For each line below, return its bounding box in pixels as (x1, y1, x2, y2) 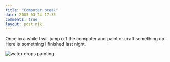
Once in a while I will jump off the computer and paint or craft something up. (5, 36, 166, 42)
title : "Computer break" (5, 7, 58, 13)
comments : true (5, 17, 38, 22)
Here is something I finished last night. (5, 41, 87, 47)
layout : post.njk (5, 21, 42, 27)
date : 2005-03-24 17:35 (5, 12, 56, 17)
